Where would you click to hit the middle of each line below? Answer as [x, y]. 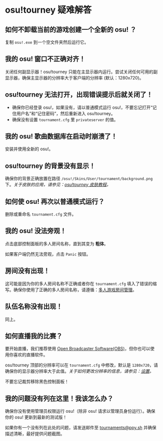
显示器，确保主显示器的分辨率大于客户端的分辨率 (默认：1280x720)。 [74, 78]
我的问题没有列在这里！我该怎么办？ [59, 398]
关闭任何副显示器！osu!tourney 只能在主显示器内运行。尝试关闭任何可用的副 [81, 72]
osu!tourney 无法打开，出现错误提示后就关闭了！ [79, 95]
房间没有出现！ [27, 271]
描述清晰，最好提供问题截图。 [35, 434]
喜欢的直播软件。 [30, 355]
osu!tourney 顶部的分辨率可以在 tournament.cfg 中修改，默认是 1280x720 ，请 [81, 365]
